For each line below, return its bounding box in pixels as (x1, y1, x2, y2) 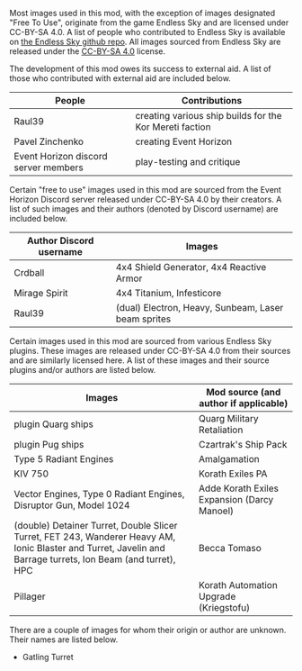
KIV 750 (13, 467, 49, 480)
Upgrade (199, 590, 236, 603)
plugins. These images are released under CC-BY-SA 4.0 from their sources (9, 346, 291, 356)
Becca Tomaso (199, 542, 262, 554)
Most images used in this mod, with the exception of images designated (9, 8, 276, 18)
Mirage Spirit (13, 287, 68, 299)
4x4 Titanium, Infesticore (115, 287, 222, 299)
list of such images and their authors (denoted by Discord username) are (9, 204, 279, 214)
